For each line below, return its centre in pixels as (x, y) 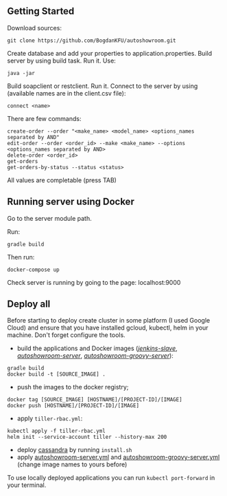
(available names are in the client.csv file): (67, 93)
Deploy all (29, 304)
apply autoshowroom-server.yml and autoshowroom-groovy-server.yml (118, 457)
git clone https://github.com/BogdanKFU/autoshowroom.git (92, 41)
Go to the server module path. (49, 218)
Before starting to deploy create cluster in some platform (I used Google (109, 321)
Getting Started (41, 11)
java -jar (21, 73)
